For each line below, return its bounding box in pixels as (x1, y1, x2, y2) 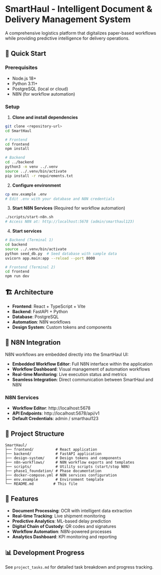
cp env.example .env (5, 192, 47, 197)
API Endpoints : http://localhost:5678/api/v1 (12, 410, 100, 416)
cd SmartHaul (5, 128, 32, 133)
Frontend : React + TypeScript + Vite (12, 303, 86, 309)
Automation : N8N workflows (12, 319, 71, 325)
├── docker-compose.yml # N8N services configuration (5, 473, 117, 477)
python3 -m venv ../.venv (5, 164, 58, 170)
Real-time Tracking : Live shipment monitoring (12, 513, 106, 519)
